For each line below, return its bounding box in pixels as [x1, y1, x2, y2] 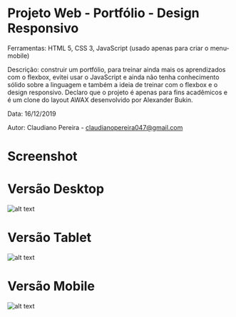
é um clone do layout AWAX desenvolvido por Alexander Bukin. [7, 95, 194, 104]
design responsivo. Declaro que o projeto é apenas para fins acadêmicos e [7, 88, 228, 96]
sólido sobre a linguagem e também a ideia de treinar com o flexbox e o [7, 80, 218, 89]
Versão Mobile [7, 278, 95, 294]
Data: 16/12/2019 [7, 109, 56, 118]
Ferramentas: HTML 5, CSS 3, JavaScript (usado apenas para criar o [7, 44, 209, 52]
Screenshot [7, 149, 78, 165]
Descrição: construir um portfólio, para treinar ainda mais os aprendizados [7, 65, 226, 74]
